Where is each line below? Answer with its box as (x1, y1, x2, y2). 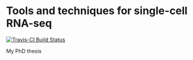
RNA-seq (6, 16, 52, 30)
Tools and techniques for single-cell (6, 4, 188, 18)
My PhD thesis (6, 47, 42, 54)
